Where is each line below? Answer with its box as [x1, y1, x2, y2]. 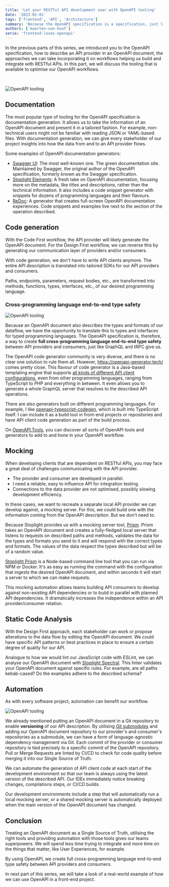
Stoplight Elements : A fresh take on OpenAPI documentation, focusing [12, 176, 158, 182]
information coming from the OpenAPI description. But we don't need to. [5, 512, 155, 518]
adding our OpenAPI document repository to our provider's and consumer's [5, 728, 162, 735]
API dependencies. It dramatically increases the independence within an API [5, 595, 163, 601]
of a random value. [5, 549, 44, 555]
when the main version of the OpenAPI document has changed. [5, 802, 137, 808]
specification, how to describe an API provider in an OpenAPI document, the [5, 50, 163, 56]
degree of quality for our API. [5, 645, 65, 651]
